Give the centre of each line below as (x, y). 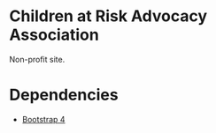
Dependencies (64, 95)
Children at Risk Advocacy (108, 16)
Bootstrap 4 (43, 119)
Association (54, 35)
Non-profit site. (37, 59)
